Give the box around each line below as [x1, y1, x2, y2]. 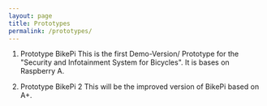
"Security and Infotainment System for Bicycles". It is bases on [19, 57, 230, 67]
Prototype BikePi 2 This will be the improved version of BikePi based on [19, 82, 260, 91]
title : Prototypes [8, 19, 71, 28]
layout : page [8, 11, 53, 20]
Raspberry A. [19, 66, 65, 76]
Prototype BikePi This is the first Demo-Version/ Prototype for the [19, 49, 239, 59]
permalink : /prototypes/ [8, 27, 93, 35]
